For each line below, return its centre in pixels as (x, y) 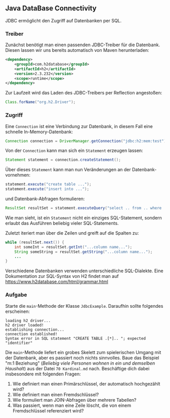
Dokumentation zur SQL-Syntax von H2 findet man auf (62, 276)
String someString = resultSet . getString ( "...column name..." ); (83, 252)
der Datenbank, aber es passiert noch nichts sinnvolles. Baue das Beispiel (82, 358)
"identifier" (19, 343)
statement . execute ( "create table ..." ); (49, 184)
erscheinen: (18, 311)
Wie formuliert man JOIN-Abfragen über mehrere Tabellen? (74, 400)
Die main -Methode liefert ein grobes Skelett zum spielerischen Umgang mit (83, 352)
